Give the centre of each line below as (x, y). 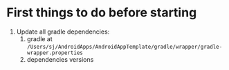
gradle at (39, 38)
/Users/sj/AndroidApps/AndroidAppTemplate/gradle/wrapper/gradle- (125, 47)
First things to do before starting (102, 13)
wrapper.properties (55, 53)
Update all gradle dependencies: (63, 32)
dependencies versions (60, 59)
